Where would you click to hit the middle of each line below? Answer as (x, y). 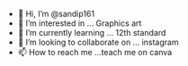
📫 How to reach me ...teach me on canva (95, 52)
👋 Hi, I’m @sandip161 (56, 14)
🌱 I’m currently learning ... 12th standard (92, 33)
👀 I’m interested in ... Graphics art (80, 23)
